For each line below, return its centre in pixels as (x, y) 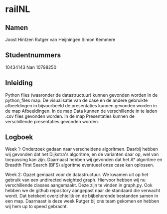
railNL (18, 9)
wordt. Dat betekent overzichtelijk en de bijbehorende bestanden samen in (82, 196)
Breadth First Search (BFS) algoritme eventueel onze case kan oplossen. (80, 165)
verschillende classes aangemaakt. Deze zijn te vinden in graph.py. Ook (79, 185)
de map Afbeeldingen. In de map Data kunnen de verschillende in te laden (81, 111)
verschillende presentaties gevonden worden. (52, 121)
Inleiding (19, 83)
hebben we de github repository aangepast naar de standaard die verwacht (83, 191)
